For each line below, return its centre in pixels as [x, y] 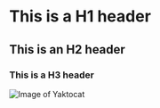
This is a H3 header [52, 75]
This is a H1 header [80, 17]
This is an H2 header [68, 50]
